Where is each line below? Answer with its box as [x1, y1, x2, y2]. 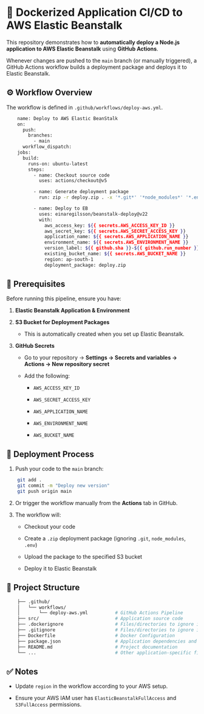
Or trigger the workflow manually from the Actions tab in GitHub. [15, 499, 178, 506]
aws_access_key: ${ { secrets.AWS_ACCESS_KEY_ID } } [44, 222, 175, 228]
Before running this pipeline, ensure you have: [6, 295, 121, 302]
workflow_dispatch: [22, 144, 72, 150]
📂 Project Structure [6, 582, 80, 593]
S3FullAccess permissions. [15, 701, 82, 709]
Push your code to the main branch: [15, 465, 104, 473]
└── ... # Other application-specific [17, 649, 191, 656]
